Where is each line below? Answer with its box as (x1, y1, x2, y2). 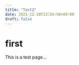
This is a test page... (5, 54, 47, 60)
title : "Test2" (5, 7, 37, 12)
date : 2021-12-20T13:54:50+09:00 (5, 12, 75, 17)
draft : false (5, 16, 32, 21)
